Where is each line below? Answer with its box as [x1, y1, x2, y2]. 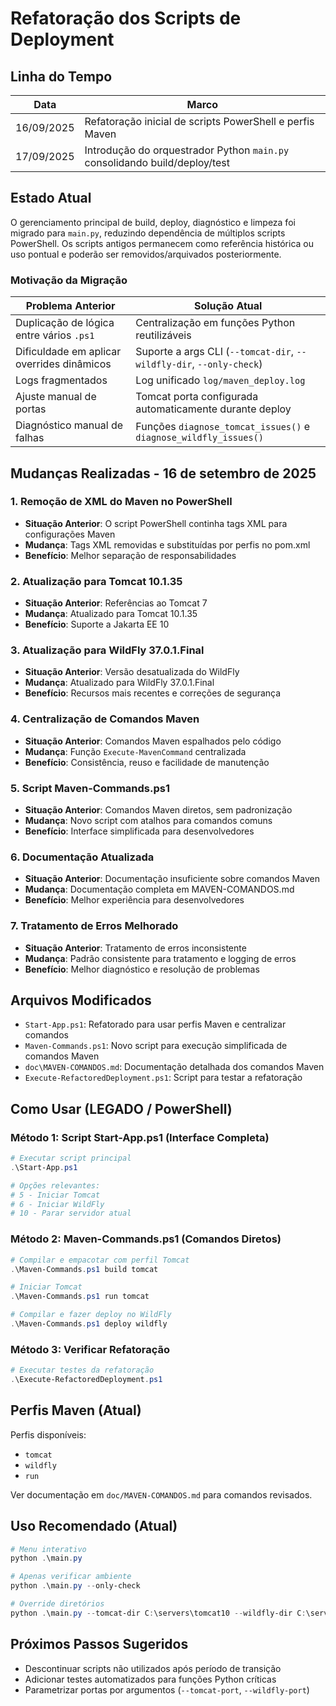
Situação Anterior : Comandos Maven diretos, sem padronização [24, 803, 293, 816]
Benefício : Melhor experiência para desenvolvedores [24, 894, 245, 906]
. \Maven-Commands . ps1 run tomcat [10, 1292, 150, 1302]
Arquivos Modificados [10, 992, 152, 1009]
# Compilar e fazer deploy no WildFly [10, 1310, 172, 1320]
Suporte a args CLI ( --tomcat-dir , [135, 345, 295, 359]
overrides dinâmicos [15, 357, 112, 371]
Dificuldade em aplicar [15, 345, 122, 359]
